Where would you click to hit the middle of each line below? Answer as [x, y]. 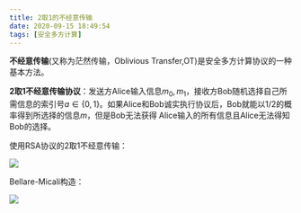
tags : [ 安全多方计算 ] [46, 34]
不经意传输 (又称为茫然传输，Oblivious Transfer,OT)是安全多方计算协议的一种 [150, 61]
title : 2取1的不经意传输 [51, 18]
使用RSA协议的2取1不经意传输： [68, 146]
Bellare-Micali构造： [47, 182]
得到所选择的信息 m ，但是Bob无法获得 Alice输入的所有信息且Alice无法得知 [153, 115]
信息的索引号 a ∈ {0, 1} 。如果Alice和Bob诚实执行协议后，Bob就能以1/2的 [150, 104]
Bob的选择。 [33, 127]
